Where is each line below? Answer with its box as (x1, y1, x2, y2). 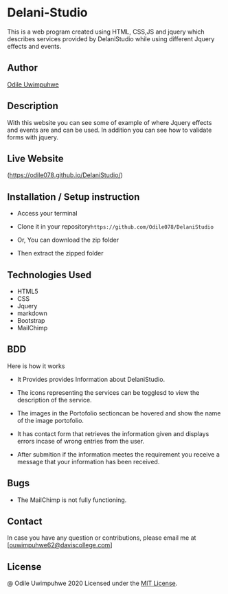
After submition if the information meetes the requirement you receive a (16, 450, 220, 458)
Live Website (7, 152, 64, 164)
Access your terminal (16, 209, 78, 218)
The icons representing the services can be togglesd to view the (16, 388, 200, 396)
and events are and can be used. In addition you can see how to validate (7, 126, 212, 134)
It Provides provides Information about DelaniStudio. (16, 375, 166, 383)
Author (7, 62, 38, 73)
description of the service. (16, 396, 92, 404)
